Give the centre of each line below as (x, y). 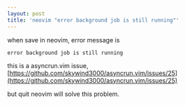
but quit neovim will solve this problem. (64, 94)
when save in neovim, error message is (64, 40)
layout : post (26, 14)
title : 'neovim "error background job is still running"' (93, 20)
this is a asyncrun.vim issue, (48, 65)
